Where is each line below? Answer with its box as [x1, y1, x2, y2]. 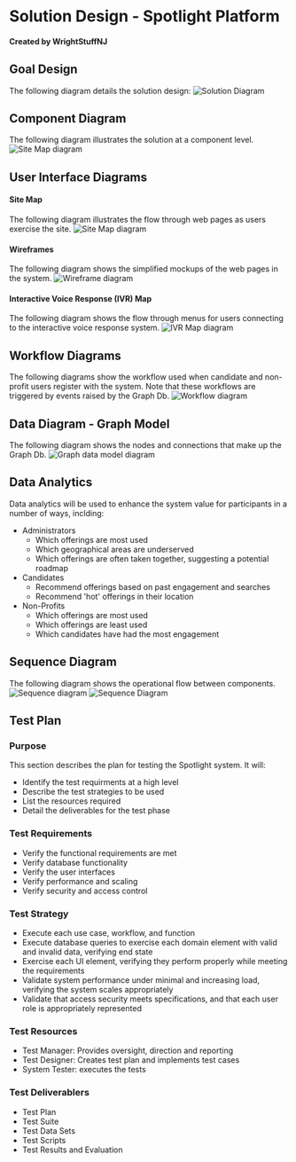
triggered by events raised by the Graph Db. [9, 390, 170, 401]
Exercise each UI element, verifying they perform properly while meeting [21, 955, 288, 966]
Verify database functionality [21, 857, 129, 868]
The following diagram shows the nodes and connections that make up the [9, 440, 282, 451]
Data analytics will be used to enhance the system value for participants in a [9, 499, 288, 509]
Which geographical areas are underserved [35, 544, 195, 554]
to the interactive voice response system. [9, 322, 160, 334]
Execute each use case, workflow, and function [21, 927, 196, 938]
